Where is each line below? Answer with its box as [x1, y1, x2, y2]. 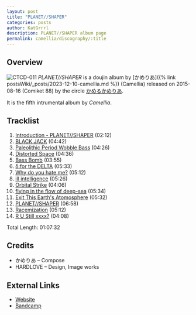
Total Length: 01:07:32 [6, 224, 60, 231]
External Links [6, 280, 60, 290]
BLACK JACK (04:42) [15, 138, 67, 145]
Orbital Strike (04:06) [15, 181, 67, 188]
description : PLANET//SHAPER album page [6, 30, 107, 36]
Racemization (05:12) [15, 206, 67, 213]
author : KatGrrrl [6, 25, 49, 31]
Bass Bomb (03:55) [15, 156, 62, 163]
